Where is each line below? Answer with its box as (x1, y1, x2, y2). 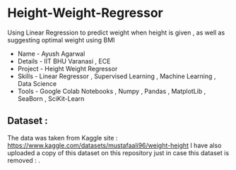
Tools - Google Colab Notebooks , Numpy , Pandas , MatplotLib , (17, 87, 206, 95)
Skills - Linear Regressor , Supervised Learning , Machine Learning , (17, 72, 216, 80)
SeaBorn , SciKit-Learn (17, 94, 85, 103)
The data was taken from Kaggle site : (7, 133, 118, 142)
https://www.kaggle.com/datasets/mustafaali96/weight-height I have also (7, 141, 222, 150)
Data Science (17, 79, 57, 87)
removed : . (7, 156, 40, 164)
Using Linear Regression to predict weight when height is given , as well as (7, 28, 225, 37)
